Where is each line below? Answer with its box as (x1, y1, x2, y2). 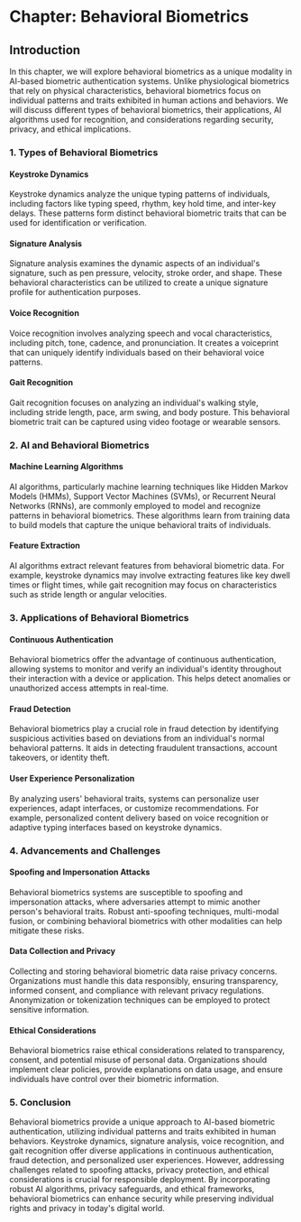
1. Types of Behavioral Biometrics (9, 146, 159, 159)
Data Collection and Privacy (9, 946, 115, 957)
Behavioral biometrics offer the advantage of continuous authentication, (9, 654, 277, 665)
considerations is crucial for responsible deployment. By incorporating (9, 1174, 270, 1185)
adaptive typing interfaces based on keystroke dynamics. (9, 821, 223, 832)
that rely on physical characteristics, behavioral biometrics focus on (9, 86, 261, 96)
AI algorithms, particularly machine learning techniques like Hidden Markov (9, 481, 288, 492)
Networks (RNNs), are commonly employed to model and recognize (9, 500, 261, 511)
